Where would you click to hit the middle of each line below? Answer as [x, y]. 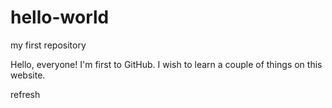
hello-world [60, 17]
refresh [25, 94]
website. [28, 75]
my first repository [48, 45]
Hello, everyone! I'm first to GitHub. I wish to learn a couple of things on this [166, 64]
